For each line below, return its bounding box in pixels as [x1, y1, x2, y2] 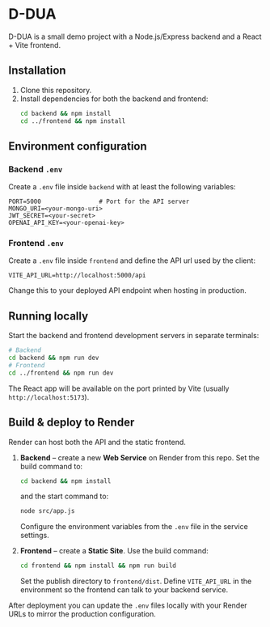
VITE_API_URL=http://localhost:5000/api [8, 272, 147, 280]
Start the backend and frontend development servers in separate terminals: [8, 331, 259, 341]
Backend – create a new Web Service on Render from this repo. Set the [19, 452, 260, 462]
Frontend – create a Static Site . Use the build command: [19, 546, 209, 556]
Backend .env [8, 163, 63, 175]
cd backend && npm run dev [8, 354, 99, 362]
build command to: [19, 461, 83, 471]
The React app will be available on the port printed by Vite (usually [8, 383, 230, 393]
